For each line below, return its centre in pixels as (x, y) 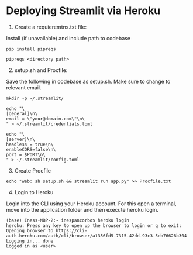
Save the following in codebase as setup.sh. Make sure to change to (88, 81)
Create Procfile (33, 170)
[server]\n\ (20, 139)
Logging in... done (30, 241)
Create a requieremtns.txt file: (51, 27)
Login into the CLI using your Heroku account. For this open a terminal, (91, 204)
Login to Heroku (34, 192)
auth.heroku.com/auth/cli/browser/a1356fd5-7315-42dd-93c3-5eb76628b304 (96, 236)
